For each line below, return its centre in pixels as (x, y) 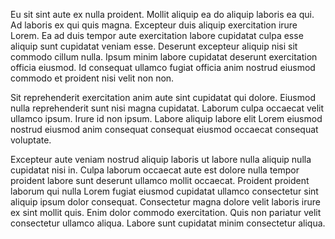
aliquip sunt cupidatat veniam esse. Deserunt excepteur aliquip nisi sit (154, 46)
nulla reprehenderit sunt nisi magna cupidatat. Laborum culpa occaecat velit (167, 108)
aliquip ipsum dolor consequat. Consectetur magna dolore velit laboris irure (165, 202)
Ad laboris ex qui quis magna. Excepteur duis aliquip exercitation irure (154, 25)
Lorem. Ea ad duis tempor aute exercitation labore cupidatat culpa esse (157, 35)
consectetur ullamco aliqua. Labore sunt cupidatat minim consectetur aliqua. (168, 223)
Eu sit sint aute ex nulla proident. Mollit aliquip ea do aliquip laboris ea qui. (162, 14)
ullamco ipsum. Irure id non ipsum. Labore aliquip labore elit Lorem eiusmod (166, 118)
